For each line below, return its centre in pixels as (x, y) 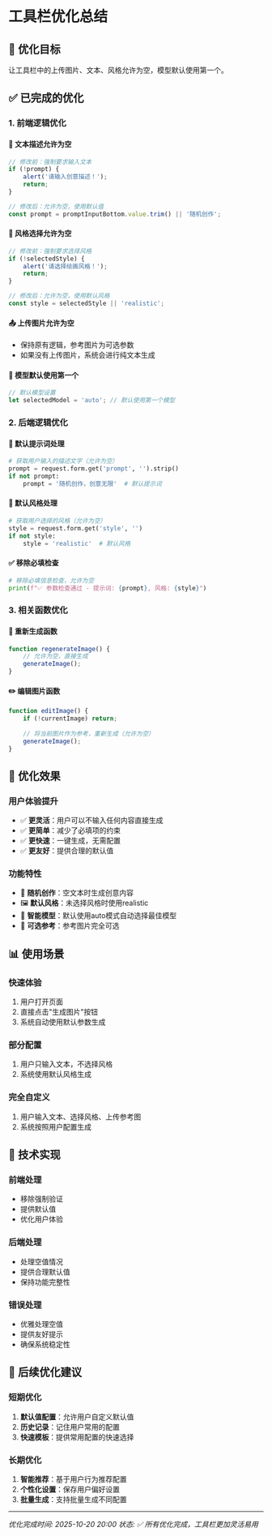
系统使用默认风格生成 (55, 1075)
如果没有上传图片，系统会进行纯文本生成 (87, 355)
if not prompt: (34, 476)
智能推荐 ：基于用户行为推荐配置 (73, 1479)
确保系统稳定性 (45, 1345)
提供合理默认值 (45, 1272)
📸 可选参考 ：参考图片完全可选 (70, 926)
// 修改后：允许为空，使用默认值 (56, 206)
